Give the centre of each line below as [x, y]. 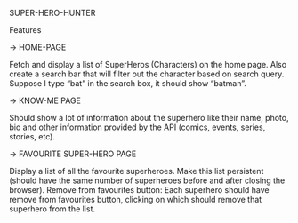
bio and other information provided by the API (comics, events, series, [137, 127]
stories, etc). [32, 136]
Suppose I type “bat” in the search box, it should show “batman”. [128, 83]
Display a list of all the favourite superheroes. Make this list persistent [137, 171]
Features [25, 30]
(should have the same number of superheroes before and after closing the [147, 180]
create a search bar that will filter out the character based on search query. [147, 74]
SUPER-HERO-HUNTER [52, 13]
